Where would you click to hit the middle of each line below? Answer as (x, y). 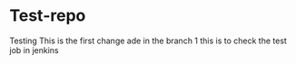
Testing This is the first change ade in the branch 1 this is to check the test (148, 41)
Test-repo (48, 16)
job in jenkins (34, 50)
